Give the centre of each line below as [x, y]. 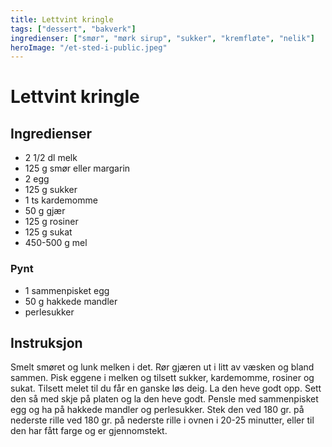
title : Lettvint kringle [62, 19]
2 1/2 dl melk [51, 158]
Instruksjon [46, 342]
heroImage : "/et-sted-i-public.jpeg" [89, 47]
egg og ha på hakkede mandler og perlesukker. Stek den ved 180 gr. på [157, 410]
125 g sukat [48, 232]
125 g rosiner [51, 222]
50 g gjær [45, 211]
